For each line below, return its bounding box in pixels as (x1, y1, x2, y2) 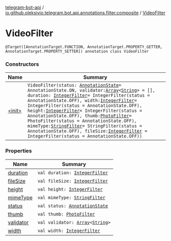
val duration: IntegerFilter (37, 170, 108, 175)
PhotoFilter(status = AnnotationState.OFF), (27, 118, 137, 124)
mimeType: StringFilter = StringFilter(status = (27, 123, 142, 129)
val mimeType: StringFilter (37, 195, 106, 200)
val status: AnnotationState (37, 203, 108, 208)
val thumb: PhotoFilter (37, 211, 95, 217)
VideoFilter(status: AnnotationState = (27, 83, 122, 88)
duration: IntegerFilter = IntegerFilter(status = (27, 93, 150, 98)
